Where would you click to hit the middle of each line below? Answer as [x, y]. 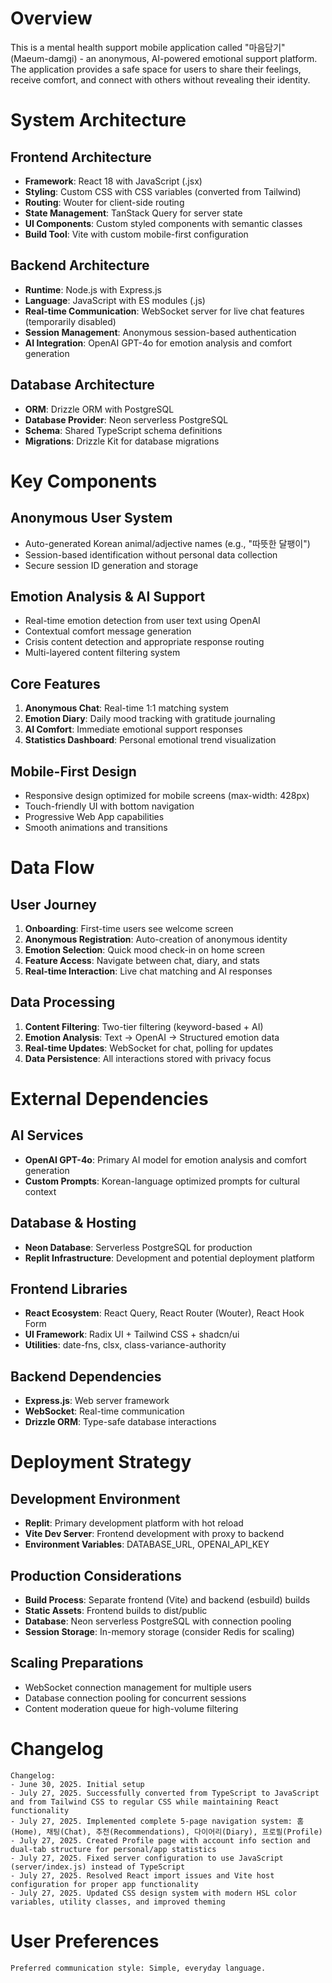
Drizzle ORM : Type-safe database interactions [120, 1422]
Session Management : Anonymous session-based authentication [160, 332]
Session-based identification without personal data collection [151, 554]
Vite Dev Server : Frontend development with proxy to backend [154, 1534]
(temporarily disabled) [70, 321]
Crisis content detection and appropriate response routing [144, 642]
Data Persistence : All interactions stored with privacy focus [148, 1058]
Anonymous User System [91, 518]
